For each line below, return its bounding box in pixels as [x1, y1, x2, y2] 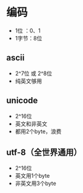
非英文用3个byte [15, 180, 56, 187]
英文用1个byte [15, 172, 50, 180]
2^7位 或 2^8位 [15, 70, 53, 77]
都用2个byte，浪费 [15, 128, 62, 135]
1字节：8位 [15, 34, 42, 42]
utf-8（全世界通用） [6, 147, 82, 158]
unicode [6, 95, 38, 106]
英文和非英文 [15, 120, 47, 127]
